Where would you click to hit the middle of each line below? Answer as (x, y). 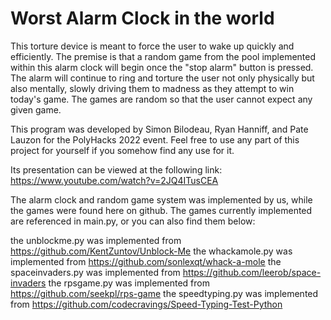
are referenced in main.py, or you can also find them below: (133, 221)
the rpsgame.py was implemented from (129, 283)
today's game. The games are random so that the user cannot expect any (161, 99)
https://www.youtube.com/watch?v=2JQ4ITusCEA (114, 180)
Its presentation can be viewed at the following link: (116, 169)
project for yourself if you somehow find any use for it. (122, 150)
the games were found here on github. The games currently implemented (161, 210)
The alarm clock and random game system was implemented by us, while (161, 199)
